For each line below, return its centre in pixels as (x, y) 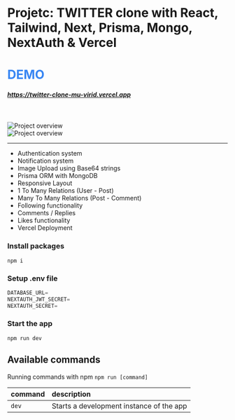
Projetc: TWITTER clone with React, (113, 13)
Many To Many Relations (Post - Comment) (79, 198)
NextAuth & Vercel (62, 43)
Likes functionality (44, 221)
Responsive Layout (45, 183)
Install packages (36, 246)
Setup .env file (33, 278)
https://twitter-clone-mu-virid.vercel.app (69, 94)
